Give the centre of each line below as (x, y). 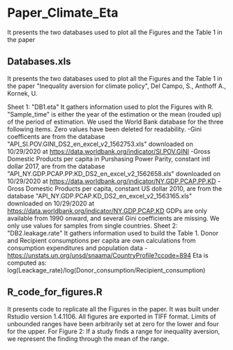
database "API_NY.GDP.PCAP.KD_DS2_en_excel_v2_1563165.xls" (100, 196)
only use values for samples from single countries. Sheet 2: (92, 226)
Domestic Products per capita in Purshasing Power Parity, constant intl (109, 159)
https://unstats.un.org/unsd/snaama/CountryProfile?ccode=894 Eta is (108, 255)
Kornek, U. (22, 93)
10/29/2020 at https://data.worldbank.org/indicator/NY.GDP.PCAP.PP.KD (112, 181)
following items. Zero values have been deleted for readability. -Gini (105, 129)
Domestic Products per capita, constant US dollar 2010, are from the (124, 188)
